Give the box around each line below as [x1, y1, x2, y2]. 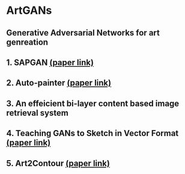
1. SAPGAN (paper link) [6, 57, 94, 67]
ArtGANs [6, 4, 52, 17]
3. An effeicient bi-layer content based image [6, 98, 180, 108]
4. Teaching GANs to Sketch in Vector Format [6, 128, 179, 138]
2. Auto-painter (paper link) [6, 78, 112, 88]
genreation [6, 37, 49, 47]
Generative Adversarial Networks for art [6, 28, 160, 38]
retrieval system [6, 108, 69, 118]
